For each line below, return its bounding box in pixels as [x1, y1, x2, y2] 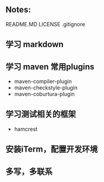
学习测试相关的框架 [5, 109, 76, 119]
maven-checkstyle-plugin [14, 84, 78, 91]
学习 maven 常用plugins [5, 61, 94, 72]
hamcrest [14, 125, 38, 132]
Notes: [5, 5, 31, 15]
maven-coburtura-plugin [14, 91, 75, 98]
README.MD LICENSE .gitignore [5, 20, 86, 27]
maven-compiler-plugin [14, 78, 73, 85]
